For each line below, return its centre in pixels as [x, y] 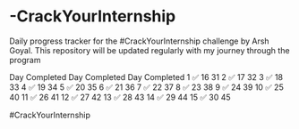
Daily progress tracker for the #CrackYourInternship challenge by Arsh [140, 41]
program [25, 60]
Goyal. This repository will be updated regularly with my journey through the [149, 50]
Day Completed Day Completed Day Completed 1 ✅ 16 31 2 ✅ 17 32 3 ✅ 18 [146, 77]
